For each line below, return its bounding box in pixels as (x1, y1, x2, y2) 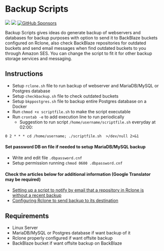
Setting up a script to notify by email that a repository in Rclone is (12, 187, 144, 193)
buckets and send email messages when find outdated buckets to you (5, 45, 146, 51)
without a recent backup (12, 192, 62, 198)
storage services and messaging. (5, 55, 72, 62)
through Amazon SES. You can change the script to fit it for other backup (5, 50, 153, 56)
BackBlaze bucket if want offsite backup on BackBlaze (12, 240, 122, 246)
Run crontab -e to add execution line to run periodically (12, 114, 125, 120)
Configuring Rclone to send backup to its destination (12, 198, 118, 204)
